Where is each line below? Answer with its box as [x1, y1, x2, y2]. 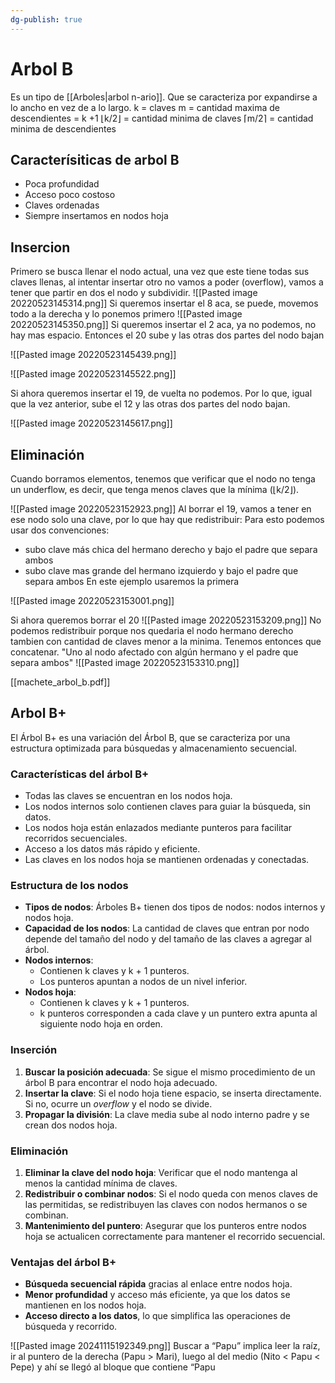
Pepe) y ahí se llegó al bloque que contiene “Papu [10, 1361, 216, 1373]
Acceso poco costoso [24, 189, 116, 201]
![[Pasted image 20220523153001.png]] [10, 595, 175, 606]
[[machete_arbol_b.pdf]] [10, 676, 111, 688]
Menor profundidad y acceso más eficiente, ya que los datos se [24, 1289, 291, 1301]
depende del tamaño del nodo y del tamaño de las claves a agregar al [24, 933, 312, 945]
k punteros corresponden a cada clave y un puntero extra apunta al [39, 1007, 318, 1020]
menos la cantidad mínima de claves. [24, 1177, 178, 1189]
